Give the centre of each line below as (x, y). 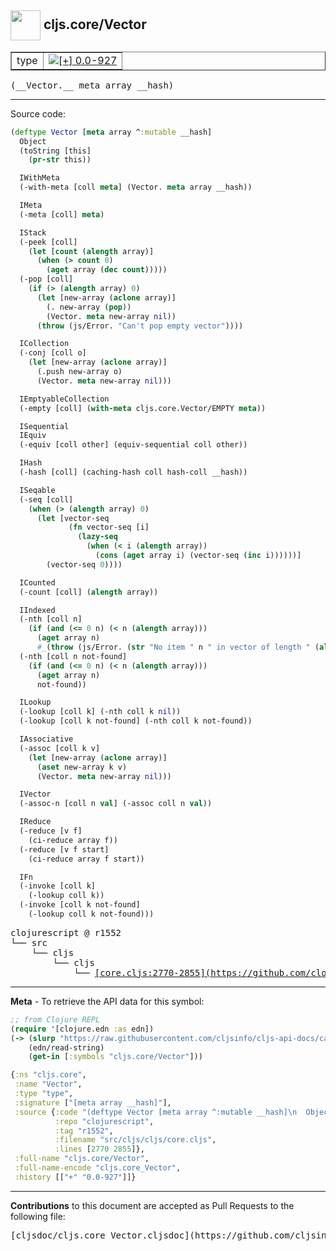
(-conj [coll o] (53, 353)
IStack (33, 232)
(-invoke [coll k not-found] (80, 905)
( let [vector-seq (73, 518)
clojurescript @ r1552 (66, 932)
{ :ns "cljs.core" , (48, 1075)
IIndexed (37, 610)
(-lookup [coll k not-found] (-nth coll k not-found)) (136, 721)
